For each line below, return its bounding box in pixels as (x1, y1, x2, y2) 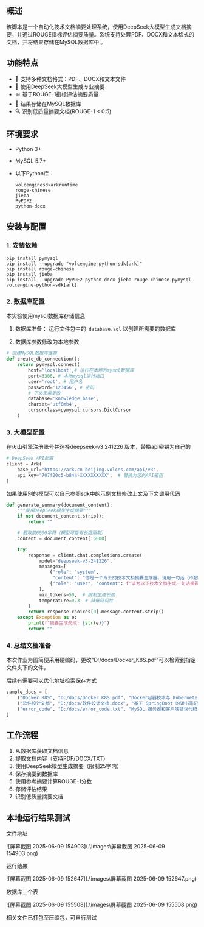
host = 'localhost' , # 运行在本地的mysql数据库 (28, 367, 135, 373)
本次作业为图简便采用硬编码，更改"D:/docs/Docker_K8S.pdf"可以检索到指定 (6, 657, 196, 664)
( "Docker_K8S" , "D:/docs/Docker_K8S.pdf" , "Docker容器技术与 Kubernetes (17, 695, 200, 701)
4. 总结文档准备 (6, 641, 52, 650)
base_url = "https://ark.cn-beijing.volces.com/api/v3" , (17, 467, 159, 473)
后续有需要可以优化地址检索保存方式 (6, 677, 97, 684)
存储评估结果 (15, 785, 47, 793)
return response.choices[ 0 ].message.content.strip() (28, 608, 165, 615)
